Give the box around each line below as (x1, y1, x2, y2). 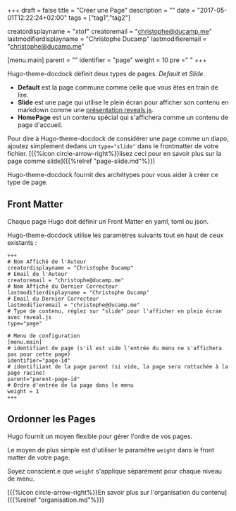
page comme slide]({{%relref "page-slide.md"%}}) (7, 157, 156, 165)
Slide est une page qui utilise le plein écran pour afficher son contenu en (17, 98, 229, 107)
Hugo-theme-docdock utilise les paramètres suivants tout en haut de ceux (7, 231, 224, 239)
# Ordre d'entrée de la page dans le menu (7, 381, 134, 389)
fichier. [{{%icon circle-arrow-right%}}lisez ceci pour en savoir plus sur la (7, 150, 222, 157)
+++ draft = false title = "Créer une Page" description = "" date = (7, 6, 196, 14)
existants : (7, 238, 37, 246)
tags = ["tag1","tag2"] (68, 13, 131, 22)
